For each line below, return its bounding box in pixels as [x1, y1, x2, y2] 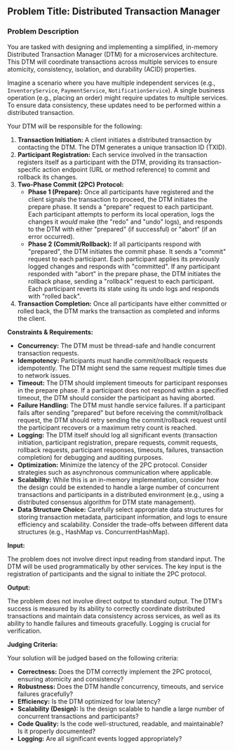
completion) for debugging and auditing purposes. [17, 453, 163, 461]
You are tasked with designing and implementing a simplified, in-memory [7, 42, 219, 51]
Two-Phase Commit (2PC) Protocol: [17, 180, 124, 189]
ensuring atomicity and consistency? [17, 674, 124, 683]
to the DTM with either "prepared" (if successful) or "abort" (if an [27, 224, 217, 233]
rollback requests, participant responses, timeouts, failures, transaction [17, 445, 224, 454]
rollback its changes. [17, 172, 78, 181]
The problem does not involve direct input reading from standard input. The [7, 554, 226, 563]
